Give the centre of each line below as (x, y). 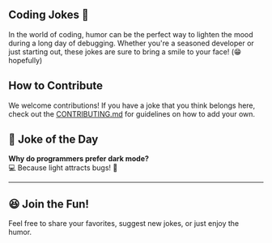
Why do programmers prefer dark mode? (79, 159)
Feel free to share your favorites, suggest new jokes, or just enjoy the (124, 224)
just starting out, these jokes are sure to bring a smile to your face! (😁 (125, 51)
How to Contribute (56, 86)
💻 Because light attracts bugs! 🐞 (63, 168)
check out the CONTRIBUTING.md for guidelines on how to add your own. (132, 113)
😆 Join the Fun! (49, 204)
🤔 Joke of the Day (53, 140)
